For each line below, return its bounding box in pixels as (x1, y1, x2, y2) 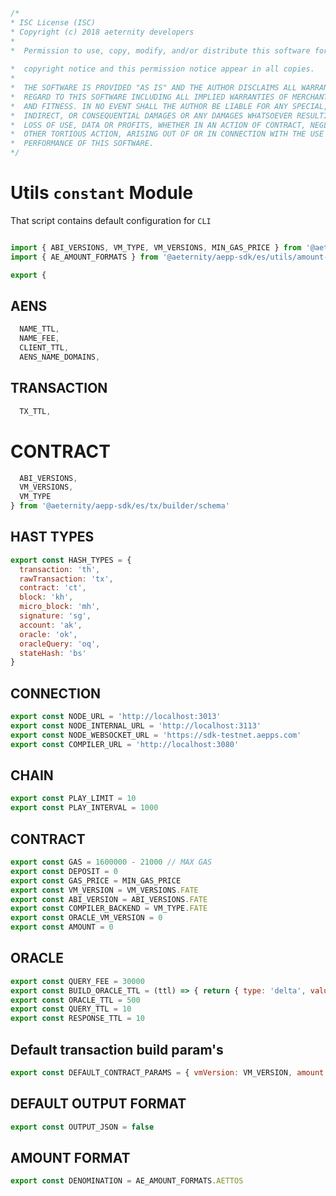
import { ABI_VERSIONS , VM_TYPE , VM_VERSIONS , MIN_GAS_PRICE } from (10, 242, 302, 253)
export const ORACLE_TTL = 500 (10, 995, 141, 1005)
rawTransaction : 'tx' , (19, 574, 114, 584)
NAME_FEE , (19, 334, 60, 344)
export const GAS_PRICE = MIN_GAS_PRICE (10, 875, 182, 886)
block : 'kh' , (19, 592, 74, 603)
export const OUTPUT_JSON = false (10, 1122, 155, 1132)
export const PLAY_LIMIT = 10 (10, 794, 137, 804)
